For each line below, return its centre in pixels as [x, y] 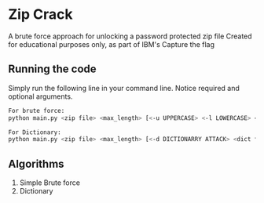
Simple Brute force [50, 183]
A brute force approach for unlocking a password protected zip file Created [130, 36]
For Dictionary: [35, 132]
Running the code [52, 69]
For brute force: [37, 111]
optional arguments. [40, 96]
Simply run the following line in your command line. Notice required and [124, 88]
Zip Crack [40, 14]
